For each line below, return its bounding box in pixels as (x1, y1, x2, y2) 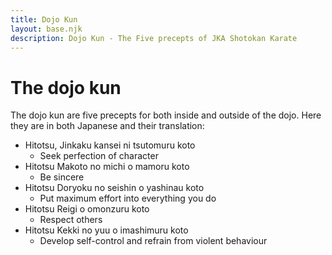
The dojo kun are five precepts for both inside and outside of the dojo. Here (10, 109, 322, 121)
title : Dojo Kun (10, 14, 78, 25)
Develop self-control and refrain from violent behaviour (39, 235, 268, 247)
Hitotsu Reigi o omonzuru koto (24, 203, 150, 215)
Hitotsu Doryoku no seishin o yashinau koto (24, 182, 205, 194)
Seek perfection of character (39, 150, 159, 162)
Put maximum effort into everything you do (39, 192, 217, 205)
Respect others (39, 214, 103, 226)
